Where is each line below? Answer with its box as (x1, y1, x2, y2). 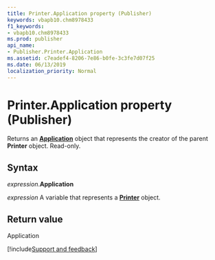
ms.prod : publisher (7, 36, 63, 43)
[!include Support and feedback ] (7, 245, 98, 253)
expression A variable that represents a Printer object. (7, 193, 161, 202)
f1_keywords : (7, 23, 45, 30)
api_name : (7, 42, 36, 49)
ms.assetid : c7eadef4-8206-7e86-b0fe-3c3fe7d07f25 (7, 55, 155, 62)
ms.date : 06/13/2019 (7, 61, 67, 68)
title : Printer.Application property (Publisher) (7, 10, 152, 17)
